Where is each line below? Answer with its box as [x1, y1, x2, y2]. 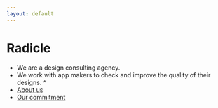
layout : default [6, 10, 54, 17]
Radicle [6, 40, 51, 56]
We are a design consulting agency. [16, 63, 121, 72]
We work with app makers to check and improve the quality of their [16, 70, 211, 79]
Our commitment [16, 93, 66, 101]
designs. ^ [16, 78, 47, 86]
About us [16, 85, 43, 94]
